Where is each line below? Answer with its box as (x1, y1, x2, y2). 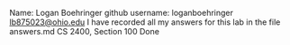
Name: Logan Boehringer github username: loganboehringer (9, 8, 234, 18)
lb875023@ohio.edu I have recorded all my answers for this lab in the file (9, 17, 281, 27)
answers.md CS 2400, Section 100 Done (9, 26, 160, 36)
